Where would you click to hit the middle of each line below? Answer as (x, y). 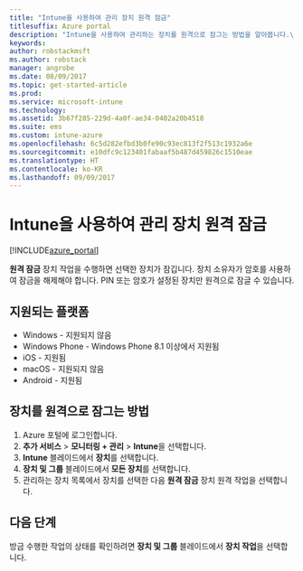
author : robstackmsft (50, 51)
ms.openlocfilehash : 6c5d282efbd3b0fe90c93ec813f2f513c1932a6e (131, 144)
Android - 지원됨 (52, 380)
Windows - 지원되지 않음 (67, 335)
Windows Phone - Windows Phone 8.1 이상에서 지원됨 (121, 346)
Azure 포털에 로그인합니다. (70, 435)
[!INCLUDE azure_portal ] (54, 250)
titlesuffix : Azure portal (60, 26)
